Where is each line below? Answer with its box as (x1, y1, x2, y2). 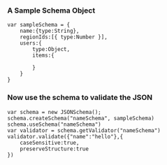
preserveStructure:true (20, 145, 89, 152)
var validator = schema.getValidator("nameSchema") (7, 127, 161, 134)
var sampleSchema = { (7, 22, 71, 29)
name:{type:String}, (20, 27, 80, 35)
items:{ (32, 52, 55, 59)
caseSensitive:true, (20, 139, 80, 146)
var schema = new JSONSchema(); (7, 108, 101, 115)
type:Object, (32, 46, 71, 53)
